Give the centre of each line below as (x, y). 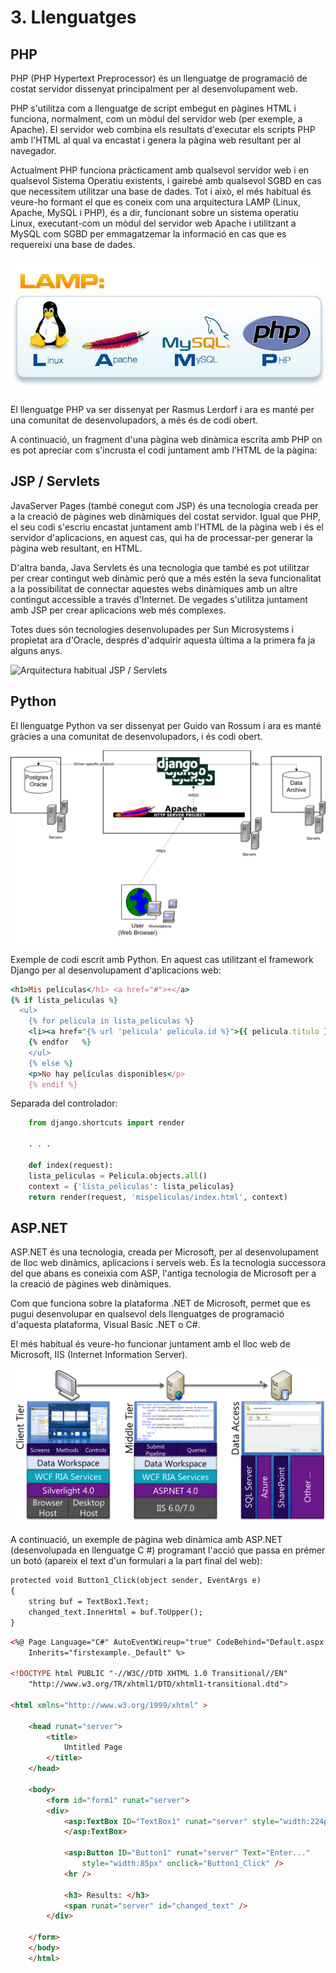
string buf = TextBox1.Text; (89, 1602)
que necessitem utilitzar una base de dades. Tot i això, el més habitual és (161, 191)
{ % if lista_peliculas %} (64, 1000)
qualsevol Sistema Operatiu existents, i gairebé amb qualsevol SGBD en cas (166, 180)
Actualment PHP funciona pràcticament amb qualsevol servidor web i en (160, 170)
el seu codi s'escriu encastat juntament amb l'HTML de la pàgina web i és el (167, 527)
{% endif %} (53, 1084)
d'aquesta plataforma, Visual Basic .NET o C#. (105, 1325)
